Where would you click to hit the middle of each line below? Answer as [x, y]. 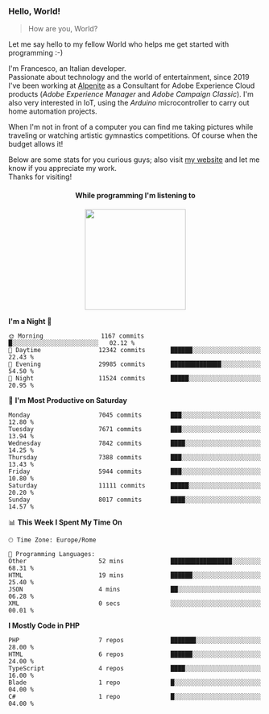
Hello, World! [35, 11]
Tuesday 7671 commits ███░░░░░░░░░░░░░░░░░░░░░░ [135, 429]
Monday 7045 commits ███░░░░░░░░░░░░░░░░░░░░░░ [135, 415]
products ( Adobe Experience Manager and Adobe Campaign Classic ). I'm [131, 94]
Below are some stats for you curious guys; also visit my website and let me [134, 160]
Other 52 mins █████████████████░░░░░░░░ [135, 561]
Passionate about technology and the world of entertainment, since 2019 [129, 77]
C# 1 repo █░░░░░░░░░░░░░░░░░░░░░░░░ [135, 696]
